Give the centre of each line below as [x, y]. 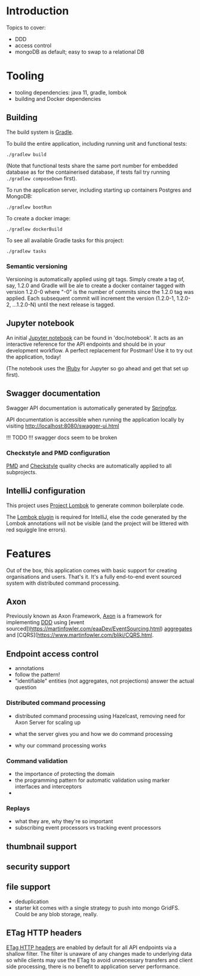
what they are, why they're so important [64, 821]
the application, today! [34, 357]
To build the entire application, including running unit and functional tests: [97, 143]
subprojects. [21, 472]
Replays [18, 808]
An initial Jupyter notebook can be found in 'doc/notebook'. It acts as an [95, 337]
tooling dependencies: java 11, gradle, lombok [71, 92]
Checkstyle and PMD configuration [58, 453]
